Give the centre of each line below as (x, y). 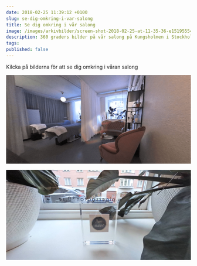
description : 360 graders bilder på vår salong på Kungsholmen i (87, 37)
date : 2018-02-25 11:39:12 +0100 (47, 12)
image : (14, 31)
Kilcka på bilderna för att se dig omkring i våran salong (72, 67)
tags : (13, 43)
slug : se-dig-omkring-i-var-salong (50, 18)
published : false (27, 50)
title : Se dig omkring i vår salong (51, 25)
